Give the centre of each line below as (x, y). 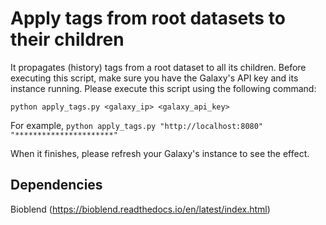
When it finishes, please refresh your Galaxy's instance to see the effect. (160, 153)
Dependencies (56, 185)
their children (67, 39)
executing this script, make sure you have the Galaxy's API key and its (154, 78)
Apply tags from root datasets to (148, 18)
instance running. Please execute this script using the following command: (163, 88)
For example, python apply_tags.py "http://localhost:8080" (137, 125)
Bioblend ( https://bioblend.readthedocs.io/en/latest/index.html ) (140, 209)
